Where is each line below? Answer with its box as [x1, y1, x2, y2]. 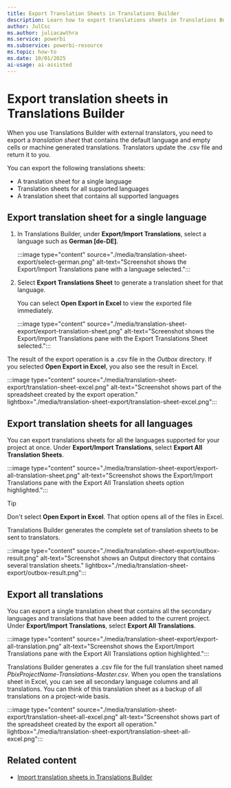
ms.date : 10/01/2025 [7, 55, 67, 62]
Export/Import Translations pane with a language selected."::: [16, 265, 191, 273]
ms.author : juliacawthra [7, 29, 78, 37]
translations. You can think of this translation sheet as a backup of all [7, 685, 202, 693]
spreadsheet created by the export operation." [7, 391, 139, 399]
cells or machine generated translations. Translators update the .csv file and [7, 143, 223, 152]
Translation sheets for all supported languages [16, 184, 149, 193]
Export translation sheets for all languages [7, 417, 193, 429]
